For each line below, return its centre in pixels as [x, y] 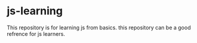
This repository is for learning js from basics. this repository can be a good [99, 27]
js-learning [35, 11]
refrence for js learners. [36, 33]
